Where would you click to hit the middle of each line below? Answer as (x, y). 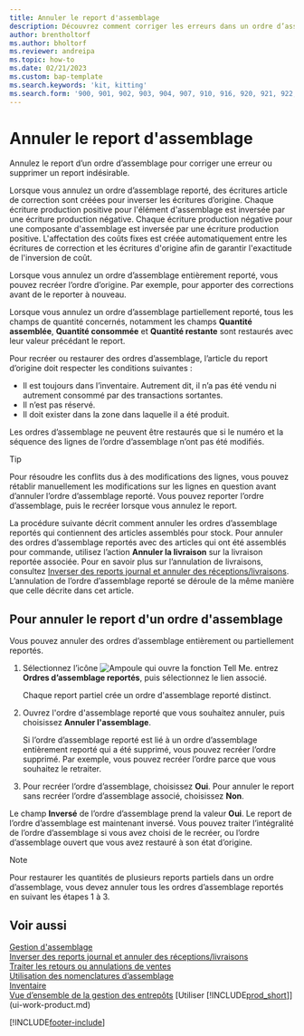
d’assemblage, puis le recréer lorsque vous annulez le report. (123, 506)
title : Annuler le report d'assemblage (85, 18)
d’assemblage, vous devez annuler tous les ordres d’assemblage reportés (147, 887)
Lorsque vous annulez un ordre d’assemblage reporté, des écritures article (148, 190)
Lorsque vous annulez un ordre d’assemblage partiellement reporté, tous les (152, 312)
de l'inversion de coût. (51, 258)
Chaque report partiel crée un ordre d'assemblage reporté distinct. (147, 695)
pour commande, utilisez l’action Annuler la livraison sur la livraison (136, 552)
